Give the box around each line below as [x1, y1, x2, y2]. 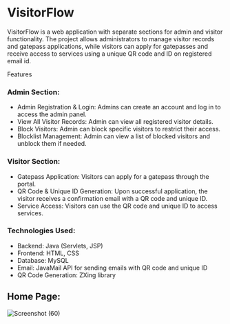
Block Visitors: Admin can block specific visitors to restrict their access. [17, 125, 221, 133]
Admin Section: [7, 87, 60, 97]
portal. [17, 180, 36, 188]
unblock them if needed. [17, 140, 87, 148]
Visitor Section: [7, 157, 61, 166]
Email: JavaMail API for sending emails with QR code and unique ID [17, 263, 208, 272]
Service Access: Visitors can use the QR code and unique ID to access [17, 202, 218, 210]
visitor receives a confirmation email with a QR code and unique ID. [17, 194, 208, 202]
